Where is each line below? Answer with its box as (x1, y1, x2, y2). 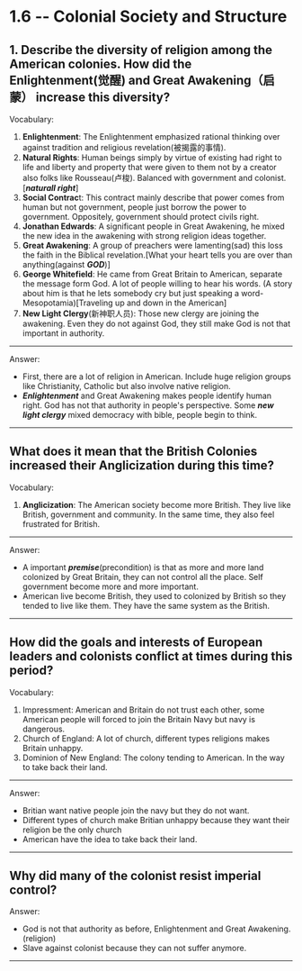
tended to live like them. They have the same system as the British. (22, 600, 271, 611)
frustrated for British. (22, 518, 101, 529)
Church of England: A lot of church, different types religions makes (22, 732, 271, 744)
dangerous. (22, 723, 66, 734)
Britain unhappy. (22, 742, 84, 753)
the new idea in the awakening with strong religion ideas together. (22, 231, 267, 240)
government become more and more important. (22, 581, 200, 592)
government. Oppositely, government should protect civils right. (22, 212, 260, 222)
